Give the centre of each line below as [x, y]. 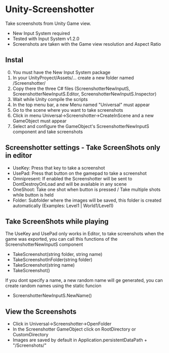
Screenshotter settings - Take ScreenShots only [83, 148]
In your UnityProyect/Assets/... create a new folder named [73, 78]
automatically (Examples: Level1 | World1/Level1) [63, 205]
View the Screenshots [41, 312]
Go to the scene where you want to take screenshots [68, 110]
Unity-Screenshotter [50, 9]
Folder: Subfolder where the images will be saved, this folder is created [87, 200]
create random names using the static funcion [53, 286]
